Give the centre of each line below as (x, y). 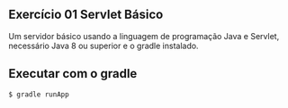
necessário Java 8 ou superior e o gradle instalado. (103, 46)
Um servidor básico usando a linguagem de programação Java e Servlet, (144, 36)
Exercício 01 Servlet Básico (86, 15)
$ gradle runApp (39, 94)
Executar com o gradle (73, 74)
